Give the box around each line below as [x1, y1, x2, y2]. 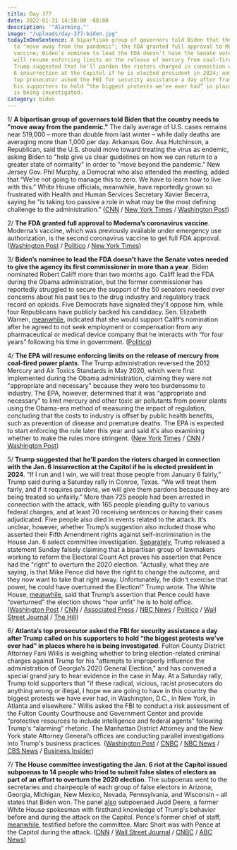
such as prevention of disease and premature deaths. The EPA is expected [7, 419, 224, 427]
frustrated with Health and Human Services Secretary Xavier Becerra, [7, 190, 209, 199]
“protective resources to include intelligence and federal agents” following [7, 716, 223, 725]
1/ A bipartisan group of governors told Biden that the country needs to [7, 115, 219, 124]
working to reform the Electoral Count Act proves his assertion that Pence [7, 553, 222, 561]
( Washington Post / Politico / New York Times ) [7, 242, 142, 249]
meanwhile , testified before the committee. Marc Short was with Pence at [7, 820, 221, 829]
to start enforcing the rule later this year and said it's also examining [7, 427, 205, 435]
